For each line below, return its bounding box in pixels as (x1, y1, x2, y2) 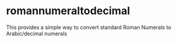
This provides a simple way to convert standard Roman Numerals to (6, 24, 172, 31)
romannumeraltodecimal (6, 4, 130, 18)
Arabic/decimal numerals (6, 30, 67, 37)
